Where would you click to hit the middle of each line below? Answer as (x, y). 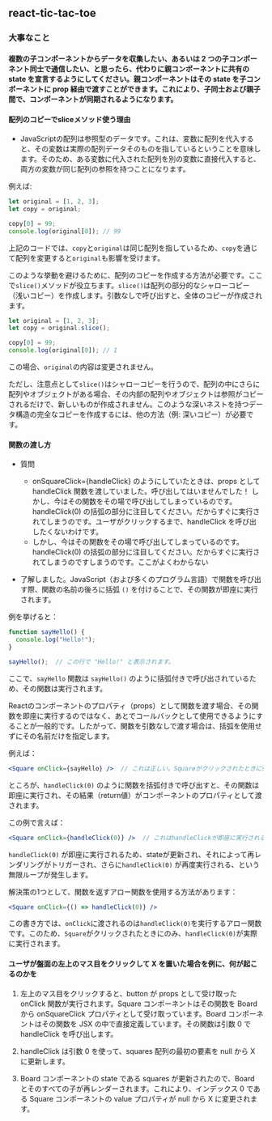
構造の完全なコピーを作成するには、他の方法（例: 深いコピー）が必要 (131, 414)
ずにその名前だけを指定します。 (62, 736)
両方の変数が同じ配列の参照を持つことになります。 (105, 169)
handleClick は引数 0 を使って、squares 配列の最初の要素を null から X (138, 1051)
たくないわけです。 (71, 532)
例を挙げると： (33, 617)
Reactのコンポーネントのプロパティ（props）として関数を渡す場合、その (130, 705)
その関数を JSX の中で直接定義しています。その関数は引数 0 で (146, 1024)
